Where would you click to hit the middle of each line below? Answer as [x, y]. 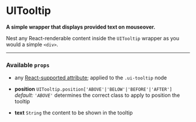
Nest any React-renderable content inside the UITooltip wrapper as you [93, 38]
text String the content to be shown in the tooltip [73, 113]
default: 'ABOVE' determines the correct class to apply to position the [97, 95]
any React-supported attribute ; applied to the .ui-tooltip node [91, 78]
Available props [28, 65]
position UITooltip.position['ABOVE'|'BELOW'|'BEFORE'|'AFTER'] [93, 89]
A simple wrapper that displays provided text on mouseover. [81, 27]
